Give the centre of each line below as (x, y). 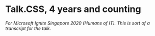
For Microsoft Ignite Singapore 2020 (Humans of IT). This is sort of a (78, 23)
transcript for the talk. (28, 28)
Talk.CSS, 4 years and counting (73, 9)
